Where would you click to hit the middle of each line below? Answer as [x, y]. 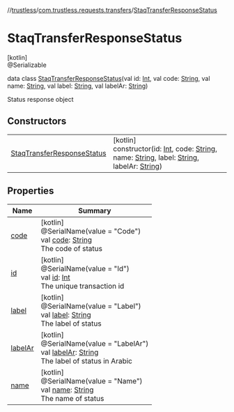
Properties [31, 191]
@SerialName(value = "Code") [91, 231]
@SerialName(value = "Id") [85, 268]
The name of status [72, 398]
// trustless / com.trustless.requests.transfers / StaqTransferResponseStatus [112, 10]
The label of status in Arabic [86, 360]
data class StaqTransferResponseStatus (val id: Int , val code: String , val [109, 78]
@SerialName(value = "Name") [92, 381]
